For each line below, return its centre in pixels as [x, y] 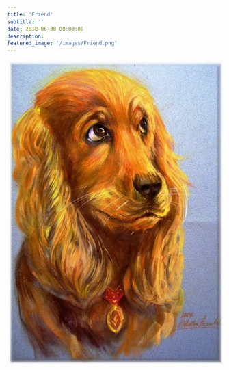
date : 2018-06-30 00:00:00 [45, 29]
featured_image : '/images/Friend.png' [62, 43]
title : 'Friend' [30, 14]
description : [26, 36]
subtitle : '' [26, 22]
